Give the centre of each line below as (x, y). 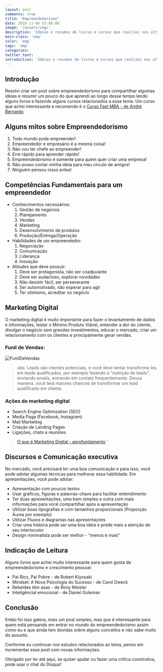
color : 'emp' (18, 41)
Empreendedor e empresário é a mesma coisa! (59, 144)
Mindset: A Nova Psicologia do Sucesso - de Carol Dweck (70, 582)
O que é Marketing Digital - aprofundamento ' (62, 442)
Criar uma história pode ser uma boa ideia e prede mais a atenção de (81, 525)
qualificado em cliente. (40, 388)
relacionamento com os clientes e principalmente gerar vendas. (69, 335)
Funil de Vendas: (25, 347)
